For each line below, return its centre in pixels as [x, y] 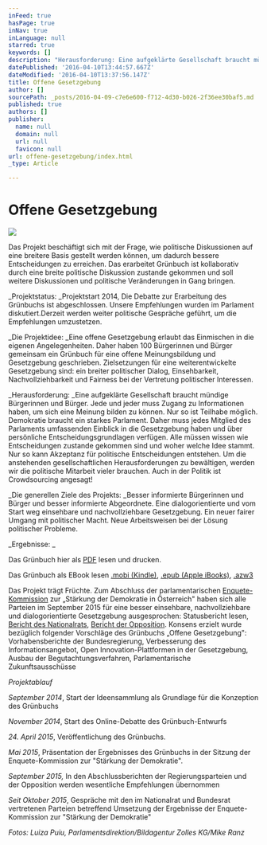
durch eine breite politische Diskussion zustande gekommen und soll [121, 272]
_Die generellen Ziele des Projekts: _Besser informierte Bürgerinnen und [126, 495]
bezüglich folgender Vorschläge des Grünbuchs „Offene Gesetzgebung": [128, 633]
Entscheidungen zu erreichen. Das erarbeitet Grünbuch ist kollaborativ [124, 264]
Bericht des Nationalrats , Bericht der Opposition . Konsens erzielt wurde [125, 624]
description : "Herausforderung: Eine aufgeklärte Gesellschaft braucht [129, 61]
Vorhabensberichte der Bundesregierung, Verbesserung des [107, 641]
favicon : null [39, 149]
